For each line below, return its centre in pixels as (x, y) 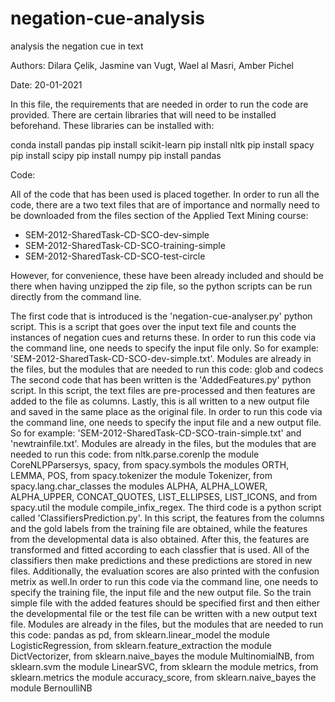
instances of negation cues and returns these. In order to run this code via (163, 337)
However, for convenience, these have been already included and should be (167, 275)
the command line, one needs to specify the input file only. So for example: (165, 348)
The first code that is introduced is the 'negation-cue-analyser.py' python (161, 316)
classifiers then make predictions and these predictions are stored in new (161, 560)
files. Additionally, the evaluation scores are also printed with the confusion (165, 571)
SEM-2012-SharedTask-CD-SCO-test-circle (115, 256)
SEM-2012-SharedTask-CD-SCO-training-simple (125, 245)
